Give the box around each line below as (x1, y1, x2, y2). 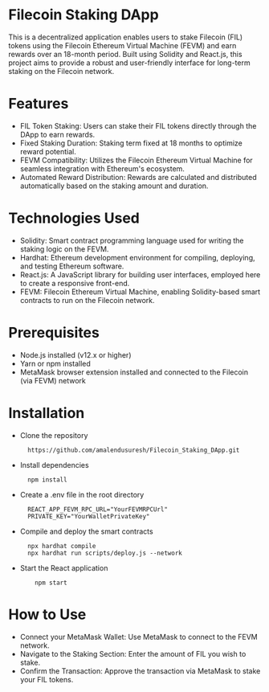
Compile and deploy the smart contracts (19, 526, 154, 536)
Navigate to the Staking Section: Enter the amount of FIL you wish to (19, 649, 247, 658)
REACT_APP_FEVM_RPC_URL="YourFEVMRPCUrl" (27, 505, 169, 514)
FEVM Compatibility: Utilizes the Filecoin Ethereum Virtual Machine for (19, 155, 253, 165)
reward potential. (19, 146, 76, 156)
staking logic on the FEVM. (19, 244, 109, 254)
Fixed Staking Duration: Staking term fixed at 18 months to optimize (19, 138, 243, 148)
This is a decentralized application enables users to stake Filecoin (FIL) (8, 32, 243, 42)
